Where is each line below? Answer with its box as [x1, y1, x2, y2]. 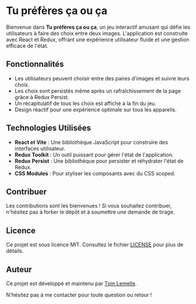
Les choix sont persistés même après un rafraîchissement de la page [14, 87, 181, 94]
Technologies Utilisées [6, 123, 91, 133]
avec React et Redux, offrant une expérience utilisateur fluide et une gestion [6, 36, 190, 43]
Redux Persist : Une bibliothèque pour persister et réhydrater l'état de [14, 157, 184, 164]
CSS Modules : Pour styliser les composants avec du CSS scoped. [14, 170, 176, 177]
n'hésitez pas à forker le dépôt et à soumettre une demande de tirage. [6, 208, 175, 215]
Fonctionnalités [6, 59, 64, 69]
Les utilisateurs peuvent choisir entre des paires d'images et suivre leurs [14, 75, 190, 82]
